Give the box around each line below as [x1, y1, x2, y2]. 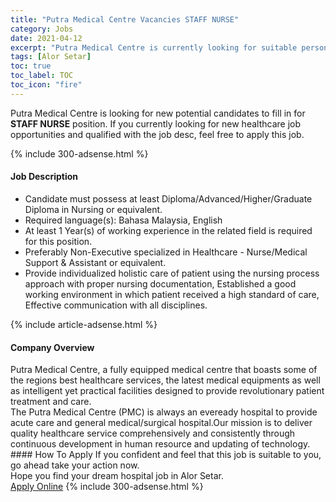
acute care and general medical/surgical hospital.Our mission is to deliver [10, 417, 313, 429]
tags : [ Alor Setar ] [10, 52, 92, 62]
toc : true [10, 61, 52, 71]
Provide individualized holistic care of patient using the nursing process [24, 267, 320, 279]
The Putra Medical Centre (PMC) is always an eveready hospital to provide [10, 406, 318, 418]
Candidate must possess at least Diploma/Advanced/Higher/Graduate [24, 192, 313, 205]
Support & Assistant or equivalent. [24, 256, 167, 268]
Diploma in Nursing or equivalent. [24, 203, 163, 215]
